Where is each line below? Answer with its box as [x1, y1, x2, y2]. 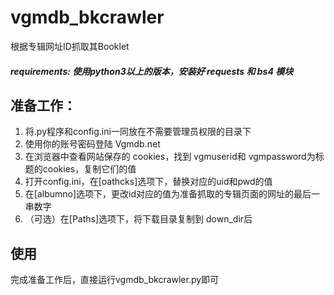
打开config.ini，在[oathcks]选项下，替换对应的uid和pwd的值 [24, 176, 273, 188]
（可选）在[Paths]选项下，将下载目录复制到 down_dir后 [24, 213, 253, 225]
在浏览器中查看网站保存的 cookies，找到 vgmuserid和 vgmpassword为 [24, 151, 316, 163]
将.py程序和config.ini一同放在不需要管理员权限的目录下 [24, 126, 252, 138]
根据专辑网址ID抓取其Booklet [10, 40, 130, 52]
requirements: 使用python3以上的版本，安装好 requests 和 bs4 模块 [10, 65, 294, 77]
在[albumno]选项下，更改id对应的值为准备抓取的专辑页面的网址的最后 [24, 188, 312, 200]
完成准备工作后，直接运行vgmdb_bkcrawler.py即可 [10, 274, 220, 286]
